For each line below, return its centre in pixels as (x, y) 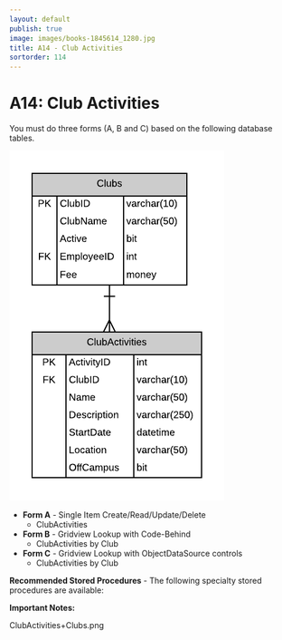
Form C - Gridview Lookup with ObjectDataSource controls (132, 554)
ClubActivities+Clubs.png (56, 625)
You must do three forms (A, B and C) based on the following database (141, 129)
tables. (22, 138)
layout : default (40, 19)
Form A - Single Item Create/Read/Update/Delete (114, 515)
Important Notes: (42, 608)
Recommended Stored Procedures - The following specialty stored (136, 581)
